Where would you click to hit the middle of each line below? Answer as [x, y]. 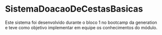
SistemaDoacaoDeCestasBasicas [74, 9]
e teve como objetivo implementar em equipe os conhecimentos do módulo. [81, 27]
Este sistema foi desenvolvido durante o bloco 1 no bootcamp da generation [81, 22]
